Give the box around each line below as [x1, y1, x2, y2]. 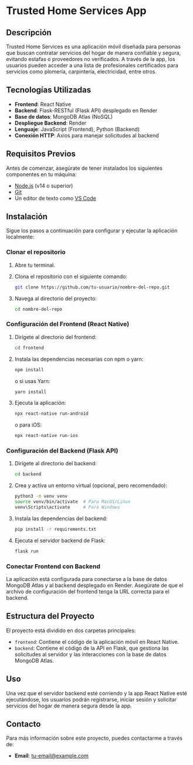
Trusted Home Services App [6, 4, 147, 18]
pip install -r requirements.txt [14, 526, 97, 532]
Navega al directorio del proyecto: [14, 295, 97, 302]
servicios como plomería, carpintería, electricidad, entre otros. [6, 68, 157, 75]
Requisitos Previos [6, 149, 76, 159]
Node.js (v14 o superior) [14, 182, 73, 189]
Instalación [6, 212, 48, 222]
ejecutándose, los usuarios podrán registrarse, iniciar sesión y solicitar [6, 696, 177, 703]
